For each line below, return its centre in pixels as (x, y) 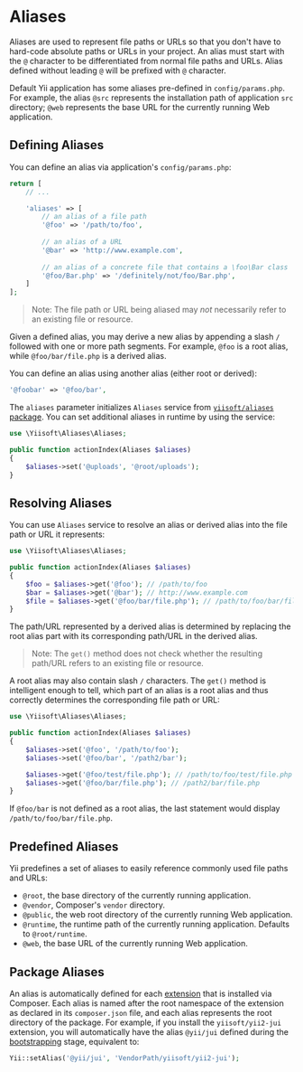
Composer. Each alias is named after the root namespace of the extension (147, 1003)
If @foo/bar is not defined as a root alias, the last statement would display (145, 809)
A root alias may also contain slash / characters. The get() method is (138, 681)
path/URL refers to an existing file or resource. (118, 663)
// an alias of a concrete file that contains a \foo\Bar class (165, 267)
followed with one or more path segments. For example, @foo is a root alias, (149, 346)
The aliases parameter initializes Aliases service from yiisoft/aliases (142, 407)
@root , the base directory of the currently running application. (137, 896)
